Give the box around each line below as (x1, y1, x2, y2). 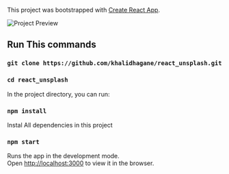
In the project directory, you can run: (7, 90, 110, 98)
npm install (7, 107, 47, 115)
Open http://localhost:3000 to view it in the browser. (7, 159, 154, 167)
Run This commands (7, 39, 97, 51)
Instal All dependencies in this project (7, 121, 113, 129)
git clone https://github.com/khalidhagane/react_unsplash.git (7, 60, 222, 67)
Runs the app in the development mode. (7, 152, 120, 160)
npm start (7, 138, 40, 146)
